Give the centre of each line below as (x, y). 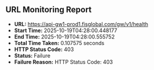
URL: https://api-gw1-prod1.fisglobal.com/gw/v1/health (81, 24)
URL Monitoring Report (49, 10)
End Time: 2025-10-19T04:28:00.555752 (64, 36)
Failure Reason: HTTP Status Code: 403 (63, 62)
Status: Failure (32, 55)
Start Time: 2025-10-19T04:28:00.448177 (66, 30)
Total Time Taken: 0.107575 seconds (59, 43)
